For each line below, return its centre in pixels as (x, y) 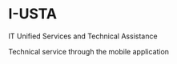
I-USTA (33, 14)
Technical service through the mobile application (89, 51)
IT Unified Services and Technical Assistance (83, 36)
